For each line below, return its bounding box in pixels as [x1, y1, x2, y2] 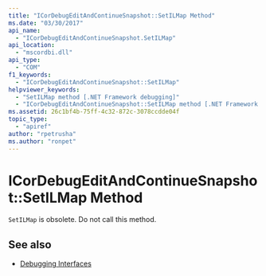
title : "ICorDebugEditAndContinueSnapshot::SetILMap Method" [8, 11, 216, 20]
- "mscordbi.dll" [15, 49, 73, 56]
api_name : [8, 26, 41, 34]
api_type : [8, 56, 41, 64]
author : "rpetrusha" [8, 130, 77, 138]
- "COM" [15, 64, 41, 72]
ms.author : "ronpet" [8, 137, 77, 146]
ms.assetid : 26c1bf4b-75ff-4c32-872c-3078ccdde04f [8, 108, 180, 116]
